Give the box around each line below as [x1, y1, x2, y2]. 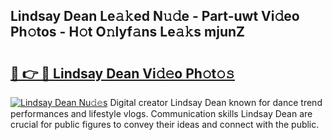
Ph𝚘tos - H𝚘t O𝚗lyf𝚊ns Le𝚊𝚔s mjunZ [10, 24, 246, 41]
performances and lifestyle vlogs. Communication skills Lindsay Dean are [10, 108, 313, 119]
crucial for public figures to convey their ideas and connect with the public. [10, 119, 320, 130]
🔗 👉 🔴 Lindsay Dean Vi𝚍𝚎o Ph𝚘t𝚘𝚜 [10, 65, 235, 82]
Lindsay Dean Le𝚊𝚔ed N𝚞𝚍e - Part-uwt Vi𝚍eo [10, 8, 300, 25]
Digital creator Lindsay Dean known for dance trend [109, 97, 323, 108]
